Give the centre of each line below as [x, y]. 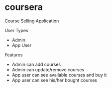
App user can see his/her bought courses [55, 80]
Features [14, 55]
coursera [24, 7]
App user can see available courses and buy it [59, 75]
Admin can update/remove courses [48, 69]
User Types [16, 30]
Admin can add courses [36, 64]
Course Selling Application [32, 21]
